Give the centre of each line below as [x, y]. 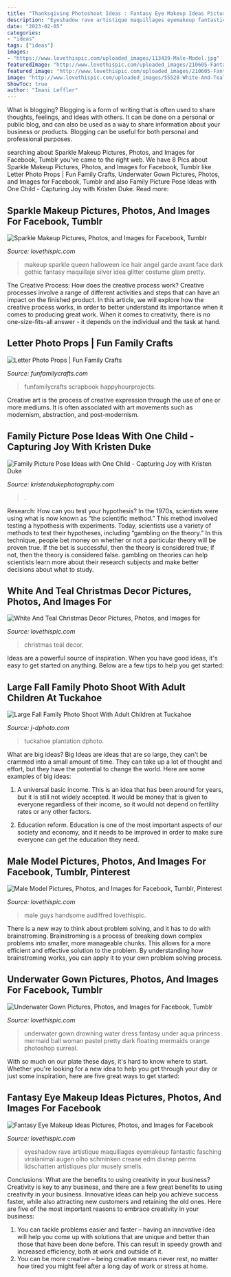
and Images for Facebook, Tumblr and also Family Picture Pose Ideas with [112, 182]
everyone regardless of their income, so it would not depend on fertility [118, 804]
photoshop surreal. [51, 1048]
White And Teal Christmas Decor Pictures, [99, 591]
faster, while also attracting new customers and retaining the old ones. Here [114, 1201]
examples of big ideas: [39, 776]
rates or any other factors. [54, 812]
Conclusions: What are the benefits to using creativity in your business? [109, 1179]
